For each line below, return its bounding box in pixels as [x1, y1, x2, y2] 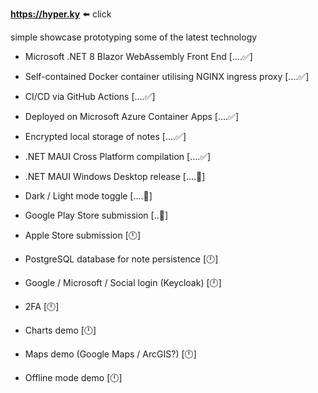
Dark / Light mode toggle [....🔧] [24, 190, 153, 202]
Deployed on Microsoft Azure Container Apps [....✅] [24, 111, 240, 122]
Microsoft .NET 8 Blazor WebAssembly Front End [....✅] [24, 51, 253, 62]
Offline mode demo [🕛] [24, 372, 123, 383]
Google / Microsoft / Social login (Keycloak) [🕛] [24, 277, 222, 288]
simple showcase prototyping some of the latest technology [10, 31, 258, 43]
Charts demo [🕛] [24, 324, 97, 336]
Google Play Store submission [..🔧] [24, 209, 168, 221]
